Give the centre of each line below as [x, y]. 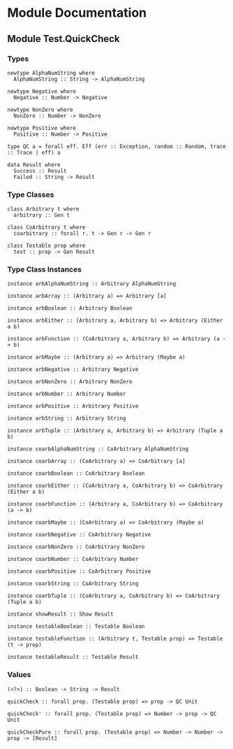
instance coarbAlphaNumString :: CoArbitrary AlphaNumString [98, 449]
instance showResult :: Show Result [60, 614]
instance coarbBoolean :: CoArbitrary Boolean [76, 473]
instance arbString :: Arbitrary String [67, 419]
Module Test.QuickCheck [63, 39]
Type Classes [31, 194]
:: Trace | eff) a [34, 152]
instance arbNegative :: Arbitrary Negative [73, 370]
